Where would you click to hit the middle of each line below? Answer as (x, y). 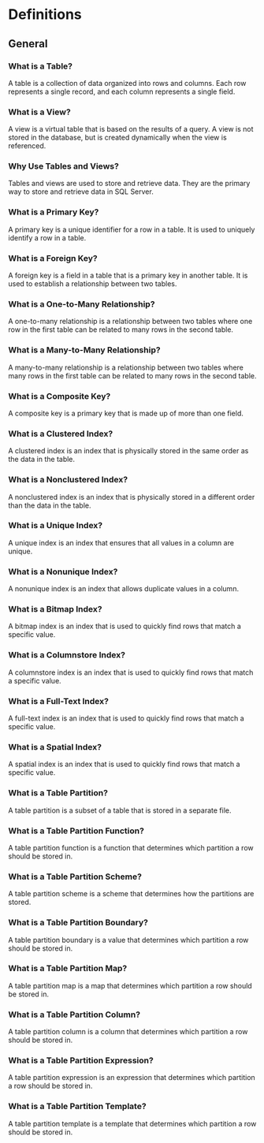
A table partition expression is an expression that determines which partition (132, 1078)
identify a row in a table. (47, 237)
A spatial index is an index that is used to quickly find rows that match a (124, 764)
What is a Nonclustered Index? (68, 480)
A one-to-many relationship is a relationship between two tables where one (130, 322)
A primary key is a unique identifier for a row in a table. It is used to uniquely (132, 229)
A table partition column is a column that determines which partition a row (128, 1032)
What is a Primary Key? (54, 212)
